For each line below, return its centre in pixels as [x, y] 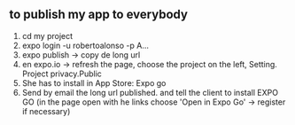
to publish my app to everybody [99, 15]
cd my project [47, 35]
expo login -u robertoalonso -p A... [85, 45]
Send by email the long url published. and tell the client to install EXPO [150, 92]
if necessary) [46, 111]
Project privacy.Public [62, 74]
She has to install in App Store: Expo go [94, 82]
